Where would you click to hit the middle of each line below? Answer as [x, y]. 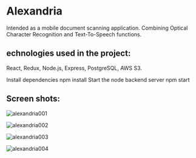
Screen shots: [33, 99]
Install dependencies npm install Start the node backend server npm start [98, 79]
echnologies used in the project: [69, 54]
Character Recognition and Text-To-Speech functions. [74, 34]
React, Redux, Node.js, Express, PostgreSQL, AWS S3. [74, 68]
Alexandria [34, 11]
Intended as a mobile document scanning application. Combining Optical [97, 28]
